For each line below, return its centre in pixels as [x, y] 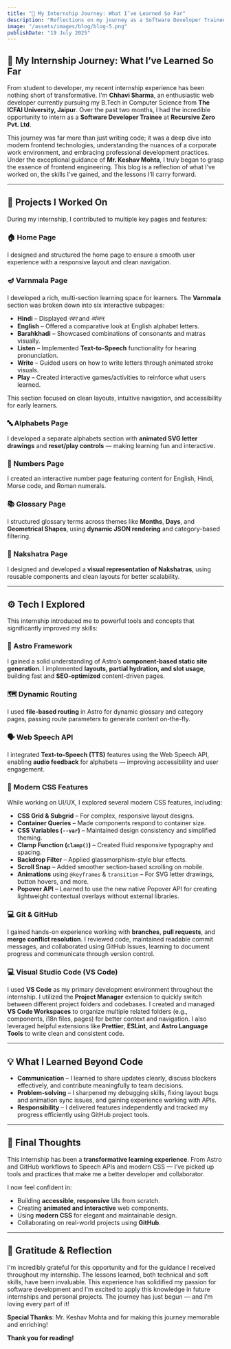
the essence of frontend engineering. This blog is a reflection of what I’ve [111, 167]
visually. [29, 341]
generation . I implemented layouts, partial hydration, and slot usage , [106, 668]
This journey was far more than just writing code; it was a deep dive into [109, 138]
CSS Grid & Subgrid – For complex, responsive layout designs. [106, 816]
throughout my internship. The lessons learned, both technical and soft [108, 1275]
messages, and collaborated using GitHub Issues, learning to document [108, 946]
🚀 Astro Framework [40, 646]
